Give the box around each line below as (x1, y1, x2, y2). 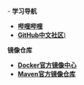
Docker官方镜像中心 (17, 61, 77, 69)
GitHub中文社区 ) (17, 31, 66, 39)
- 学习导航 (7, 7, 37, 15)
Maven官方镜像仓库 (17, 70, 76, 78)
